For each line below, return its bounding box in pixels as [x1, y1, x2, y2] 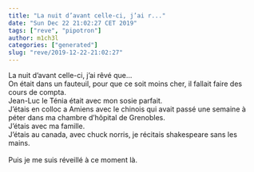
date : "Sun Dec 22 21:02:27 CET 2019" [8, 19, 137, 27]
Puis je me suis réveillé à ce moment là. [8, 155, 138, 164]
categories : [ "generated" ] [8, 41, 98, 49]
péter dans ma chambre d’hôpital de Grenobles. [8, 113, 165, 122]
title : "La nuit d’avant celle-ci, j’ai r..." [8, 11, 166, 20]
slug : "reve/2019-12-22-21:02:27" [8, 49, 124, 57]
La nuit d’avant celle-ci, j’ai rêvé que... [8, 71, 133, 80]
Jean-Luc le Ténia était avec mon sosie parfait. [8, 96, 163, 105]
